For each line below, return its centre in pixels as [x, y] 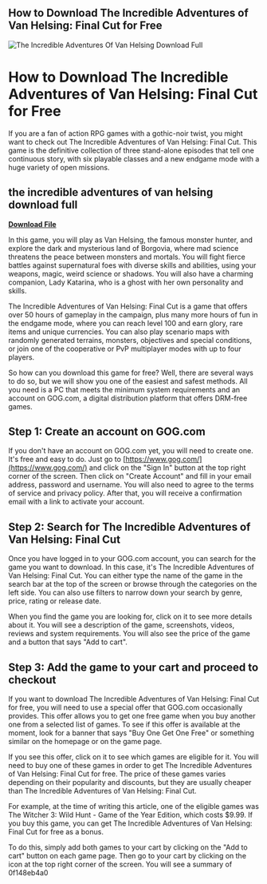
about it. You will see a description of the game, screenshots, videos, [122, 625]
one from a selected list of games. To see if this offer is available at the [124, 724]
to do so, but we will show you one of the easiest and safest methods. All [128, 381]
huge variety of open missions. [59, 167]
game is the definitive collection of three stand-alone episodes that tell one [132, 150]
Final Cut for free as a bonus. [56, 832]
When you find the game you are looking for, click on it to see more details [130, 617]
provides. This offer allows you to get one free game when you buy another [132, 716]
